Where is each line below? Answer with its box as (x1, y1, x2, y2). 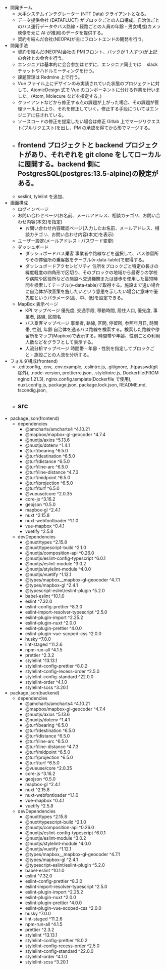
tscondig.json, (17, 387, 47, 393)
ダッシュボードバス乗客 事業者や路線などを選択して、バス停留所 (25, 250, 159, 256)
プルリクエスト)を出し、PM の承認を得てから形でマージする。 (23, 125, 153, 131)
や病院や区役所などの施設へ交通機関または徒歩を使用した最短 (25, 276, 154, 282)
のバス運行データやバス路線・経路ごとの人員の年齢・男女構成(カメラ (17, 23, 161, 29)
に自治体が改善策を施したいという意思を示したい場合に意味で (25, 288, 154, 294)
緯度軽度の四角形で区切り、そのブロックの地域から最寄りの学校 (25, 269, 158, 275)
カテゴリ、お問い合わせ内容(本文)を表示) (29, 231, 114, 237)
